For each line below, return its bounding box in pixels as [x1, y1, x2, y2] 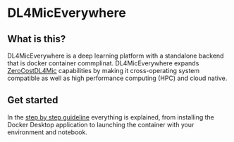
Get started [7, 94, 58, 106]
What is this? [7, 33, 66, 45]
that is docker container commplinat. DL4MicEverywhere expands [7, 59, 199, 67]
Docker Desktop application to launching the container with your [7, 120, 195, 129]
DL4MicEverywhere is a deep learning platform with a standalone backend [7, 51, 224, 60]
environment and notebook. [7, 128, 88, 136]
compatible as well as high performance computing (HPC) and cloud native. [7, 74, 228, 82]
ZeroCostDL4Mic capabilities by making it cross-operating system [7, 67, 200, 75]
